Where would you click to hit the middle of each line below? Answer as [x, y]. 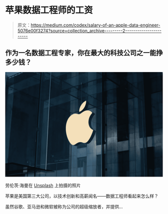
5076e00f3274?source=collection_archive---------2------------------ [89, 30]
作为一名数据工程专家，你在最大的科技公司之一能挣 [84, 53]
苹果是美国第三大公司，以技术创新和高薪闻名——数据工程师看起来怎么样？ [82, 196]
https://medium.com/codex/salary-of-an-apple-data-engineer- [95, 25]
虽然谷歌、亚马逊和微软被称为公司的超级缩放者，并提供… [64, 207]
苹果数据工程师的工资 [49, 10]
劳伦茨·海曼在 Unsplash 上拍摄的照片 [43, 185]
